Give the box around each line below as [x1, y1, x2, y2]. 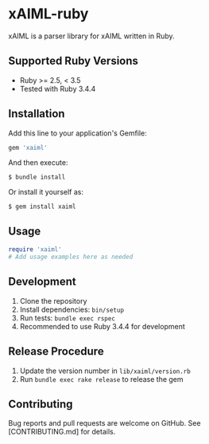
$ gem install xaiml [8, 202, 77, 211]
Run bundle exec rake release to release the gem [19, 374, 184, 383]
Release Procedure [8, 344, 105, 359]
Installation [8, 107, 65, 120]
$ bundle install [8, 173, 66, 182]
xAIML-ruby [8, 5, 89, 23]
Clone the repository [19, 296, 87, 305]
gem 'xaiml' [8, 143, 48, 151]
